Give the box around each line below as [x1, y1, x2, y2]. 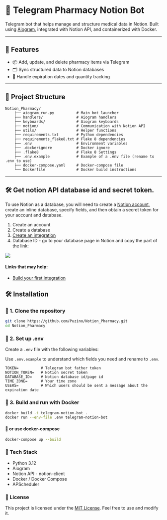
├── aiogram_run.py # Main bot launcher [14, 110, 119, 115]
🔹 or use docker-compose [5, 426, 60, 432]
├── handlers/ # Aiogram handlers [14, 115, 117, 120]
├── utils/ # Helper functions [14, 128, 117, 133]
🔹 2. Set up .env [5, 335, 44, 342]
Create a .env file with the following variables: [5, 347, 99, 352]
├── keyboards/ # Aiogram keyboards [14, 119, 119, 124]
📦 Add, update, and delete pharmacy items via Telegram [12, 59, 130, 65]
